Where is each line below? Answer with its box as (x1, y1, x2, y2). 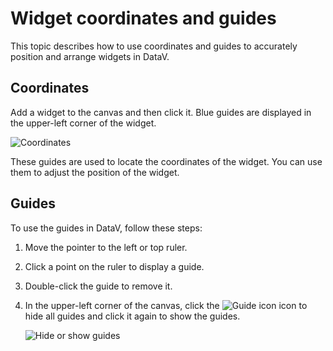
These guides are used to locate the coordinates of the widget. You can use (10, 155, 323, 167)
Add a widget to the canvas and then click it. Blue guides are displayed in (10, 106, 312, 118)
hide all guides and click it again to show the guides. (24, 310, 241, 322)
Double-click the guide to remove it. (24, 280, 173, 292)
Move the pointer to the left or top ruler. (24, 241, 188, 253)
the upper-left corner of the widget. (10, 117, 157, 129)
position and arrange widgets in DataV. (10, 50, 170, 62)
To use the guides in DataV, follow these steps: (10, 222, 203, 234)
